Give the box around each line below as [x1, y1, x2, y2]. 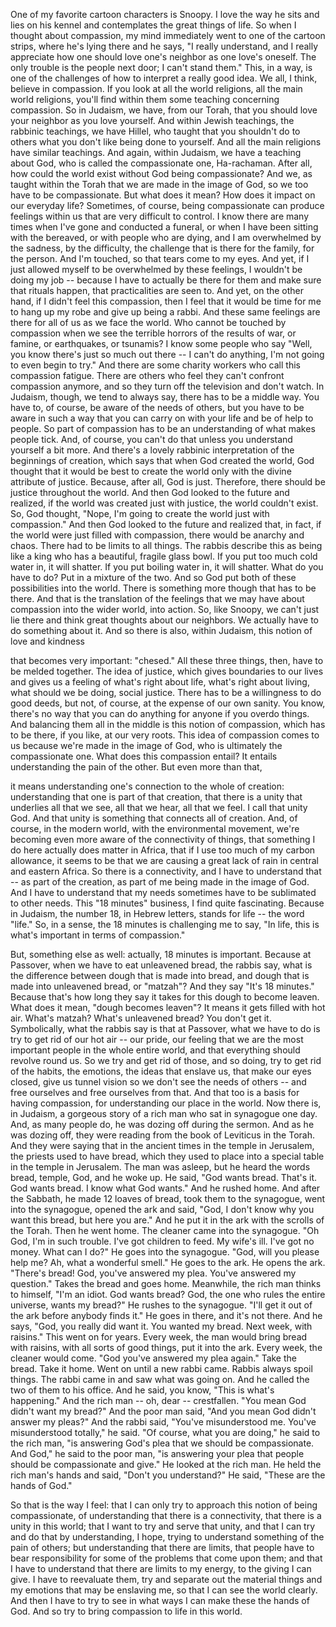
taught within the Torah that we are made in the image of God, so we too [10, 179, 309, 190]
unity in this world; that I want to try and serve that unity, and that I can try [10, 1520, 316, 1532]
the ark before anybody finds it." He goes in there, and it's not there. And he [10, 1310, 323, 1321]
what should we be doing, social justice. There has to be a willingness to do [10, 687, 322, 698]
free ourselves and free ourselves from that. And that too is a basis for [10, 1087, 300, 1098]
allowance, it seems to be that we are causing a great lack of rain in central [10, 855, 319, 866]
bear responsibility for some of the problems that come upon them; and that [10, 1552, 323, 1564]
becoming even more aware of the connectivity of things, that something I [10, 834, 316, 845]
